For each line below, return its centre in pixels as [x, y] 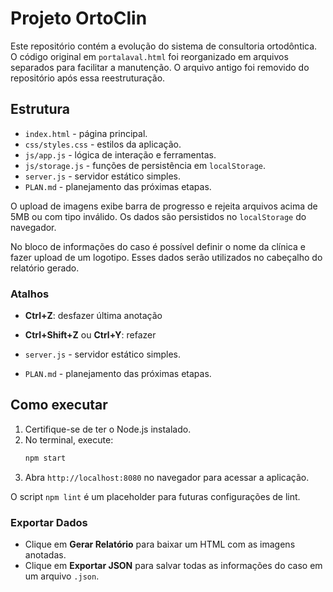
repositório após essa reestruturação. [88, 78]
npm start [45, 458]
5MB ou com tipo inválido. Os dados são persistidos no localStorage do [158, 216]
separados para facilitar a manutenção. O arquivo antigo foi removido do [160, 67]
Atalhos [30, 294]
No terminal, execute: [69, 439]
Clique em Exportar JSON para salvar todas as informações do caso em [173, 566]
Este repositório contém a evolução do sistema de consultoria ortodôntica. [164, 46]
